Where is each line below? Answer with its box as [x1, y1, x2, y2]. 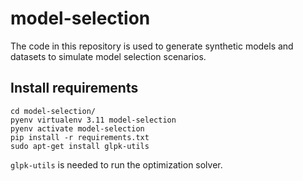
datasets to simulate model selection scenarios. [10, 50, 207, 62]
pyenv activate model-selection [10, 123, 145, 134]
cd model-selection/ [10, 106, 97, 116]
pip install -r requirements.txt [10, 132, 150, 142]
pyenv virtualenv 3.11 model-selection [10, 115, 177, 125]
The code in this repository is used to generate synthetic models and [10, 40, 294, 52]
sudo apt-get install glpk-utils [10, 141, 150, 151]
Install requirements [10, 80, 139, 97]
